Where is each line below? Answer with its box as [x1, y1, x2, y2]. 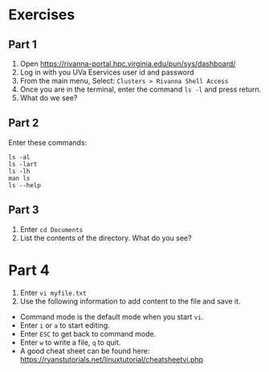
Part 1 [8, 38, 38, 51]
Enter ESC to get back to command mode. [19, 329, 157, 338]
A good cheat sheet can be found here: [19, 345, 150, 355]
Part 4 [8, 261, 50, 279]
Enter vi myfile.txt [19, 288, 87, 297]
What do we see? [19, 93, 78, 102]
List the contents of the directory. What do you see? [19, 233, 192, 243]
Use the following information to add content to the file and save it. [19, 296, 241, 306]
